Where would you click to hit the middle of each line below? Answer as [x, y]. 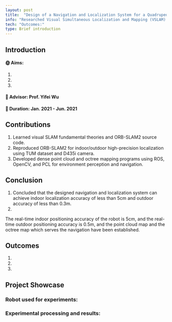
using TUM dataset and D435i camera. [53, 153]
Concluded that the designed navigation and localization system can [85, 193]
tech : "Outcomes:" [25, 24]
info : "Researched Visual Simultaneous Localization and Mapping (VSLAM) [86, 19]
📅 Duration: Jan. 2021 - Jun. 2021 [41, 108]
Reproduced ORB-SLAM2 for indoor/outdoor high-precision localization [88, 148]
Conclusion [24, 180]
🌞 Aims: [15, 63]
